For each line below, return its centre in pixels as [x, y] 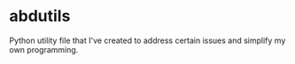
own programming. [44, 49]
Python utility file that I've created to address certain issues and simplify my [147, 40]
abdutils [40, 16]
